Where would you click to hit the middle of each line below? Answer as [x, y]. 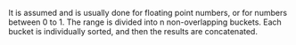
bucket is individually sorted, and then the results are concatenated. [133, 31]
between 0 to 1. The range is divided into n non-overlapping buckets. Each [145, 22]
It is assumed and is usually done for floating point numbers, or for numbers [148, 13]
